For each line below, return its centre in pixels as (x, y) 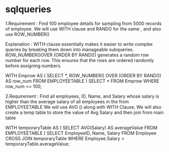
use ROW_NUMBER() (27, 34)
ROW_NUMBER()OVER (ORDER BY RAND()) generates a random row (77, 55)
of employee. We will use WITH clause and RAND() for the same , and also (83, 28)
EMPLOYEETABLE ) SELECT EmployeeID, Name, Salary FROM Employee (81, 133)
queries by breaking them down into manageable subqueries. (69, 49)
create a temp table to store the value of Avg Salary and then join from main (84, 112)
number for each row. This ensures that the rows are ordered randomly (80, 60)
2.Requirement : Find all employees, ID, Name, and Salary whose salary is (82, 96)
